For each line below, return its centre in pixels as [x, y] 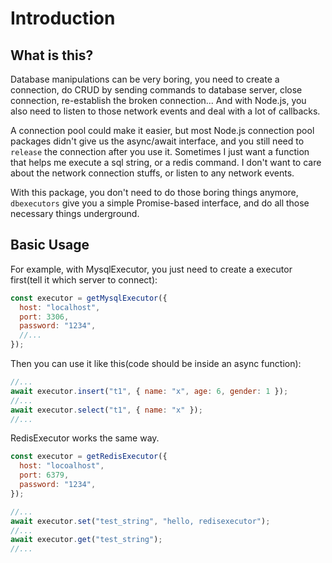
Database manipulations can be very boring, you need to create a [145, 79]
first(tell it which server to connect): [84, 279]
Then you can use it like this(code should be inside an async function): [156, 364]
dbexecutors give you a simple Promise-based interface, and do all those [160, 203]
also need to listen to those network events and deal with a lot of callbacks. [165, 111]
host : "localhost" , [60, 307]
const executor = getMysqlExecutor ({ [89, 298]
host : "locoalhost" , [62, 466]
